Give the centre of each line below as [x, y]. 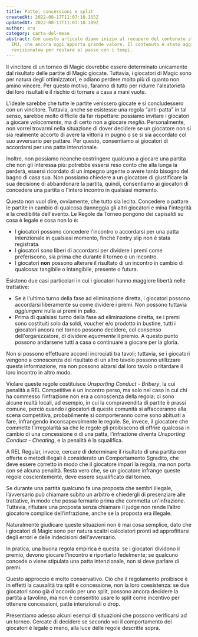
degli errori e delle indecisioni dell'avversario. [61, 537]
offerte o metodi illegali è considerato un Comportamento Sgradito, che [93, 458]
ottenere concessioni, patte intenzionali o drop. [63, 604]
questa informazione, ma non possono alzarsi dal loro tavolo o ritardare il [95, 366]
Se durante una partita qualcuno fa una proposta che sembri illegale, [89, 488]
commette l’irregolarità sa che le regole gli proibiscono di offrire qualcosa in [98, 428]
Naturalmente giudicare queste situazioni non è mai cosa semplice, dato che [99, 524]
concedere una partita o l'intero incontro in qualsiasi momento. [82, 190]
